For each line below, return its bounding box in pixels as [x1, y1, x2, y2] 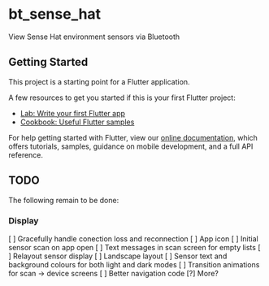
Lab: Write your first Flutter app [20, 108, 126, 118]
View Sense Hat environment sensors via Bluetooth [8, 32, 180, 41]
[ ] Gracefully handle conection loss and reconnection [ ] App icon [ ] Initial [8, 233, 258, 244]
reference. [8, 149, 43, 159]
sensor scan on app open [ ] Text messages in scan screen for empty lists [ [8, 242, 261, 252]
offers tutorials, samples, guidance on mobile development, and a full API [8, 141, 254, 151]
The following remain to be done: [8, 195, 119, 205]
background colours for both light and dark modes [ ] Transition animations [8, 259, 260, 269]
